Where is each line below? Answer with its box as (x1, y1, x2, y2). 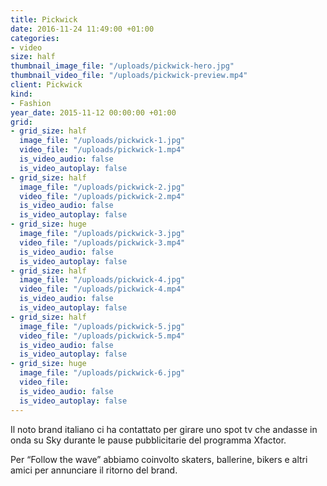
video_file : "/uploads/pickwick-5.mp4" (19, 331, 186, 341)
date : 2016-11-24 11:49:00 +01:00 (10, 24, 155, 34)
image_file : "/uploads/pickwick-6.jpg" (19, 368, 186, 378)
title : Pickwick (10, 14, 78, 25)
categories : (10, 33, 60, 43)
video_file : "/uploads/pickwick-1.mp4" (19, 145, 186, 155)
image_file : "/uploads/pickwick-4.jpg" (19, 275, 186, 285)
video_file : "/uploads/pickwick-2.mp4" (19, 191, 186, 201)
